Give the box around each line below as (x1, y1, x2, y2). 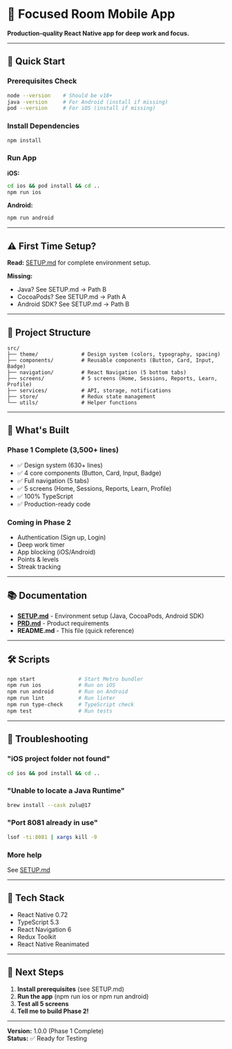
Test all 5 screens (17, 999, 69, 1008)
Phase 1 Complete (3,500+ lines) (7, 445, 119, 455)
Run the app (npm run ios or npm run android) (17, 992, 149, 1001)
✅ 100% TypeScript (17, 492, 74, 500)
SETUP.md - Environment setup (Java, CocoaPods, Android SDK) (17, 612, 204, 620)
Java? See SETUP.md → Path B (17, 285, 107, 294)
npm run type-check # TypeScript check (7, 701, 135, 708)
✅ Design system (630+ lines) (17, 461, 104, 469)
